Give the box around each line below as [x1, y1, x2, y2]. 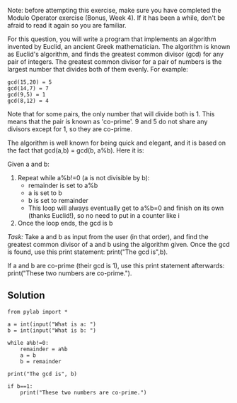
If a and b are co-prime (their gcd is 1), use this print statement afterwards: [7, 262, 225, 270]
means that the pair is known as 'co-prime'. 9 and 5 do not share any [7, 117, 208, 126]
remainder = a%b [20, 346, 69, 353]
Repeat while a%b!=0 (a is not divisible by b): [17, 174, 150, 182]
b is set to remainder [28, 197, 88, 204]
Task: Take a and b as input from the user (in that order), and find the [7, 233, 209, 241]
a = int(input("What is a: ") [7, 321, 97, 328]
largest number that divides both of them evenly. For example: [7, 65, 189, 73]
